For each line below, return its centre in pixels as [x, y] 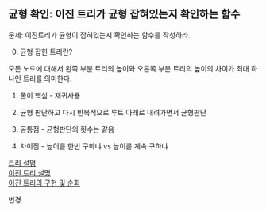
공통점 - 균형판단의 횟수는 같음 [67, 129]
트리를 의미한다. [47, 79]
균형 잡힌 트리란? [46, 52]
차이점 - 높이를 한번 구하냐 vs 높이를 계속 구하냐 [94, 146]
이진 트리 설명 [30, 172]
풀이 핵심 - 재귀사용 [50, 95]
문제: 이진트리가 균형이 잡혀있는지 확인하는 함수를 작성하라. [99, 35]
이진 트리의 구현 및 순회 [44, 183]
